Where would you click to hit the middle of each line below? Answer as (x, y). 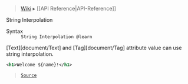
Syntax (15, 31)
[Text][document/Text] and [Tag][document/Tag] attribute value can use (94, 48)
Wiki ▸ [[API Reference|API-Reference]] (68, 9)
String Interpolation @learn (57, 37)
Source (29, 75)
